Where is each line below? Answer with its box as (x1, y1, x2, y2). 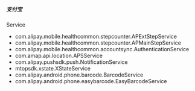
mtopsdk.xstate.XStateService (14, 64, 91, 72)
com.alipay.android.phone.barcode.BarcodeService (14, 71, 144, 78)
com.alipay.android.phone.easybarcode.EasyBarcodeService (14, 77, 167, 84)
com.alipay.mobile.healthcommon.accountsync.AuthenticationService (14, 45, 190, 52)
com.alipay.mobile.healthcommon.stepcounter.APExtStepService (14, 33, 177, 40)
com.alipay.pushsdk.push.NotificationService (14, 58, 128, 66)
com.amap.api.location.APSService (14, 52, 103, 59)
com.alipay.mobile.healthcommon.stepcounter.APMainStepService (14, 39, 182, 46)
